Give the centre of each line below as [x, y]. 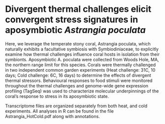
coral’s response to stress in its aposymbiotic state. [57, 96]
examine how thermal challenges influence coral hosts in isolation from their [82, 54]
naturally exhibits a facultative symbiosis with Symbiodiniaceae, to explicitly [82, 49]
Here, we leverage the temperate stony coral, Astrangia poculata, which [78, 43]
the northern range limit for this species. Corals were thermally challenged [81, 65]
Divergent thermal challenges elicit [78, 9]
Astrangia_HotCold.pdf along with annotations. [52, 116]
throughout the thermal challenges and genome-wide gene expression [77, 85]
